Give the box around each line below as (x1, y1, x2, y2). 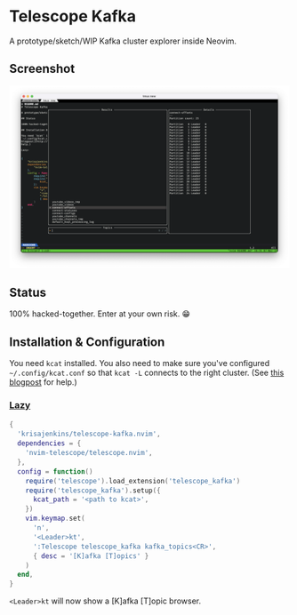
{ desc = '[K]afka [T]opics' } (32, 551, 149, 561)
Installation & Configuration (9, 334, 165, 349)
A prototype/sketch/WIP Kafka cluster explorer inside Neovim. (9, 36, 237, 46)
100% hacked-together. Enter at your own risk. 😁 (9, 308, 191, 319)
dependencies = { (17, 439, 82, 448)
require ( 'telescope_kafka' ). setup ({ (25, 486, 162, 495)
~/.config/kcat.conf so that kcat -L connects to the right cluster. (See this (9, 367, 285, 379)
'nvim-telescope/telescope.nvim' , (25, 449, 153, 458)
